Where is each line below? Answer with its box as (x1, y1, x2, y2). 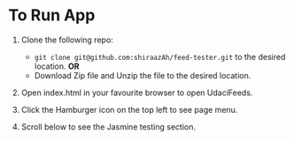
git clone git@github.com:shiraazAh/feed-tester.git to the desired (34, 51, 286, 62)
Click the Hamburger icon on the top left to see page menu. (20, 104, 238, 115)
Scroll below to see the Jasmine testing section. (20, 121, 197, 132)
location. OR (34, 61, 80, 71)
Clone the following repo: (20, 34, 114, 45)
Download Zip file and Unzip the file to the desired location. (34, 70, 251, 80)
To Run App (8, 5, 96, 26)
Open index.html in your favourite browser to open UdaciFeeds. (20, 87, 253, 98)
